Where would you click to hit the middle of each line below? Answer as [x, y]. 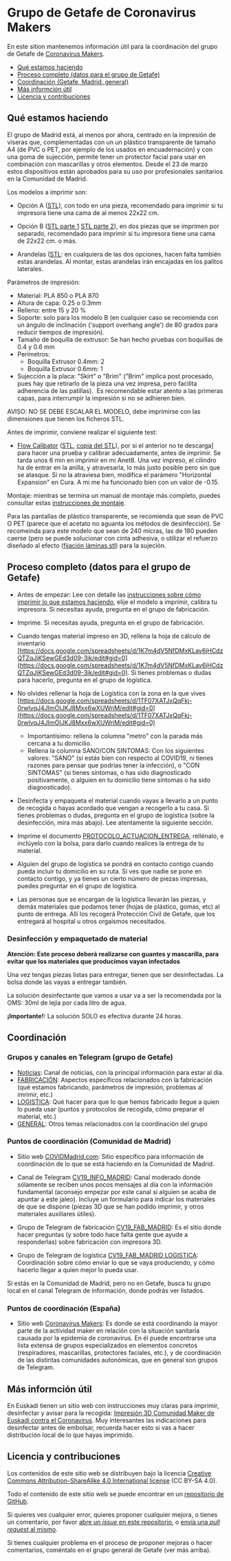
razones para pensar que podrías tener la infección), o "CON [113, 765]
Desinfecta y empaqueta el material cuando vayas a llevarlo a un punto [118, 800]
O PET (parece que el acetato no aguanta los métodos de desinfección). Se [114, 523]
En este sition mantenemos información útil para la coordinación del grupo [112, 46]
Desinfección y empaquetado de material [77, 939]
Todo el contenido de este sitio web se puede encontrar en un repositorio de [115, 1493]
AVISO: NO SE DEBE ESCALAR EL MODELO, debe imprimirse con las [104, 411]
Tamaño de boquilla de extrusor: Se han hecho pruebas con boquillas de [120, 339]
